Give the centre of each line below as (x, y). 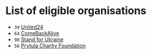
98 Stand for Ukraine (39, 39)
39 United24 (28, 27)
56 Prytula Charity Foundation (50, 46)
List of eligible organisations (76, 11)
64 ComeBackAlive (37, 33)
